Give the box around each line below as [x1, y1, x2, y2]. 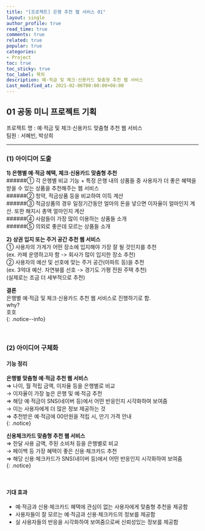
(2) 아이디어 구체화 [6, 344, 59, 352]
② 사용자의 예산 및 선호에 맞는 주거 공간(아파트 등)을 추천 [6, 259, 145, 266]
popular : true [6, 43, 43, 49]
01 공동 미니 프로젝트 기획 [6, 107, 97, 117]
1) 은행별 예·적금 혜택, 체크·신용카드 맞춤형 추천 [6, 169, 117, 177]
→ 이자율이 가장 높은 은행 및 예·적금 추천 [6, 390, 103, 397]
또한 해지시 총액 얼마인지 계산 [14, 208, 85, 215]
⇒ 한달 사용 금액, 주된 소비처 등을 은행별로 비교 [6, 440, 119, 447]
